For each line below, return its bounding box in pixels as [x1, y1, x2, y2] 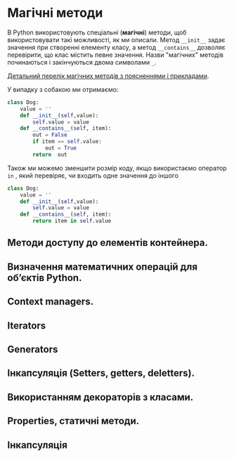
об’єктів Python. [7, 272, 82, 284]
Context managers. [7, 296, 93, 308]
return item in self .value [32, 218, 112, 225]
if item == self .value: [32, 138, 102, 145]
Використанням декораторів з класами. [7, 391, 194, 403]
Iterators [7, 320, 46, 332]
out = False [32, 131, 68, 138]
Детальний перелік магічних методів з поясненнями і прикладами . [7, 72, 209, 80]
